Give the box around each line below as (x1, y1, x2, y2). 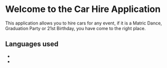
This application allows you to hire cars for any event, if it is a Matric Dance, (5, 20, 162, 26)
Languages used (5, 40, 59, 48)
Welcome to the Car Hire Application (5, 3, 161, 15)
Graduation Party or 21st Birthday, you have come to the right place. (5, 25, 146, 31)
